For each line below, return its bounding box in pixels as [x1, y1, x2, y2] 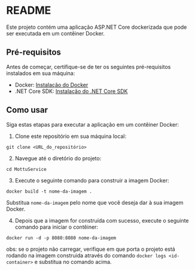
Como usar [6, 105, 48, 115]
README [6, 4, 51, 17]
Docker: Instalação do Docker [14, 81, 89, 88]
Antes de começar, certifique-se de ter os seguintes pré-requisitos [6, 63, 171, 70]
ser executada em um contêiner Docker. [6, 29, 105, 37]
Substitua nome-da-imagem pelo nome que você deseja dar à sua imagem [6, 199, 184, 206]
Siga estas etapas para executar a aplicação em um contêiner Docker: [6, 121, 179, 128]
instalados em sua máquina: [6, 70, 75, 77]
